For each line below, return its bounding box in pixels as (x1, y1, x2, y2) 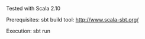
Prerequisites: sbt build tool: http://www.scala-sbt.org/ (6, 16, 139, 23)
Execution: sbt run (6, 27, 51, 34)
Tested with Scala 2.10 (6, 5, 61, 12)
